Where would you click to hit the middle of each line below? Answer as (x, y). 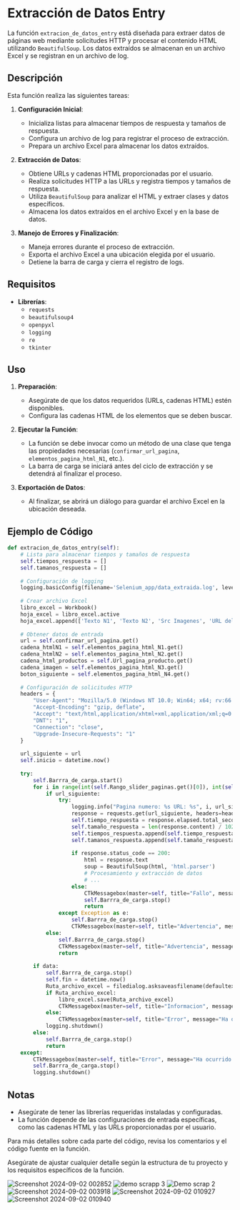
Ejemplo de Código (50, 531)
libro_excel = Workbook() (59, 608)
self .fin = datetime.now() (86, 980)
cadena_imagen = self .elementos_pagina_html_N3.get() (102, 667)
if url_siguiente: (73, 794)
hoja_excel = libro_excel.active (70, 614)
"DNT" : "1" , (51, 720)
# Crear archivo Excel (54, 601)
